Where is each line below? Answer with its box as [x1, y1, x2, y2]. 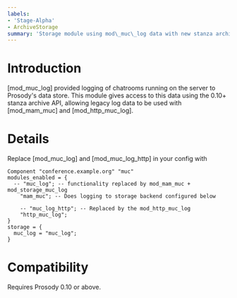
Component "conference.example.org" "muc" [7, 168, 134, 175]
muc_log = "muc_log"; [13, 230, 78, 237]
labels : [7, 10, 30, 18]
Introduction [7, 61, 82, 76]
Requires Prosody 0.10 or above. [7, 283, 102, 292]
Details [7, 131, 49, 147]
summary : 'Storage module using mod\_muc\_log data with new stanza [7, 30, 213, 37]
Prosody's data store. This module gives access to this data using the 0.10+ [7, 91, 227, 100]
